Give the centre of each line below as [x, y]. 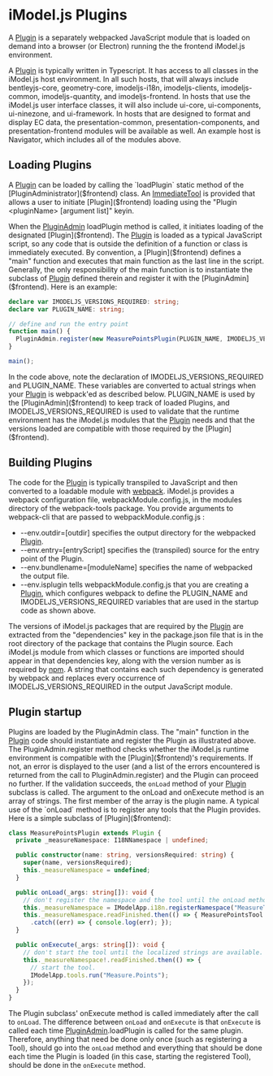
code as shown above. [58, 610]
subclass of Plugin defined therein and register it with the [104, 278]
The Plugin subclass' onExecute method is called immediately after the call [134, 1013]
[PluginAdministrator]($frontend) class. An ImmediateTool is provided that [132, 193]
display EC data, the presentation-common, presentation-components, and [134, 122]
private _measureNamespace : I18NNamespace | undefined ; [112, 840]
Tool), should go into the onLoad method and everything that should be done [135, 1048]
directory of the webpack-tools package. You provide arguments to [121, 508]
